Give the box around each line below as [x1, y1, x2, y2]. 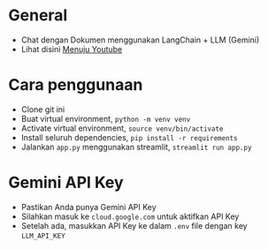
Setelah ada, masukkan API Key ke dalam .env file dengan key [20, 220, 249, 230]
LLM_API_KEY [20, 231, 65, 240]
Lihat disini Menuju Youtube [20, 43, 123, 54]
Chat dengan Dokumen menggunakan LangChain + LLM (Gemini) [20, 34, 260, 45]
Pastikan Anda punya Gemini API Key [20, 201, 157, 212]
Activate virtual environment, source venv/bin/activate [20, 123, 224, 133]
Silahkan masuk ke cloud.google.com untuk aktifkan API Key [20, 211, 240, 222]
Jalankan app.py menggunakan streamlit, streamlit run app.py [20, 141, 252, 152]
